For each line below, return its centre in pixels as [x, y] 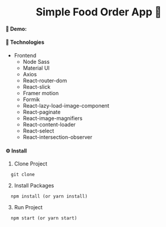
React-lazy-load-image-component [66, 105]
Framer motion [41, 93]
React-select [38, 131]
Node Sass [36, 61]
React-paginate [42, 112]
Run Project [28, 207]
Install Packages [34, 186]
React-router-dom [45, 80]
